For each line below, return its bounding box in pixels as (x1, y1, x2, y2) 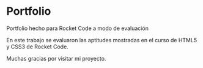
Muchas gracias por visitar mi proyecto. (6, 55, 106, 62)
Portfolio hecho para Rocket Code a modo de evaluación (6, 25, 149, 32)
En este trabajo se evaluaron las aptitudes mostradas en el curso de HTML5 (6, 36, 197, 43)
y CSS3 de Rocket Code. (6, 43, 68, 50)
